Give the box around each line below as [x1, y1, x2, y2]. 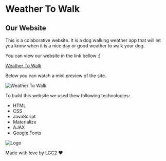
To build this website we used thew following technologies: [5, 93, 130, 98]
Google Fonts [12, 130, 42, 136]
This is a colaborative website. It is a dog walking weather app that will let [5, 37, 161, 43]
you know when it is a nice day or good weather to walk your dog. [5, 43, 145, 49]
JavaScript [12, 114, 36, 119]
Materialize [12, 119, 37, 125]
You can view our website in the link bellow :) [5, 52, 101, 59]
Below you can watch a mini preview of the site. [5, 73, 106, 79]
